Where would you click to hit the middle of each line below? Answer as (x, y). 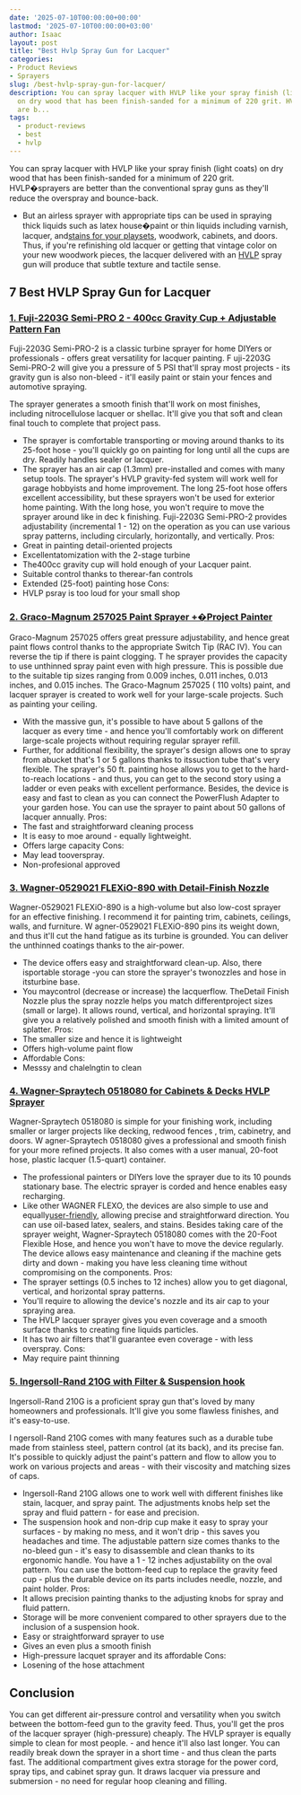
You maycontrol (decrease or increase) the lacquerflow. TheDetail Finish (155, 992)
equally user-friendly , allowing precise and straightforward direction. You (155, 1215)
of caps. (25, 1475)
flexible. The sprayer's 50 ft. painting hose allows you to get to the (144, 769)
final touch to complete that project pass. (85, 424)
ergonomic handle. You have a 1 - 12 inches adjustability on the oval (147, 1560)
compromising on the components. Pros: (97, 1273)
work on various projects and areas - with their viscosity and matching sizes (150, 1466)
